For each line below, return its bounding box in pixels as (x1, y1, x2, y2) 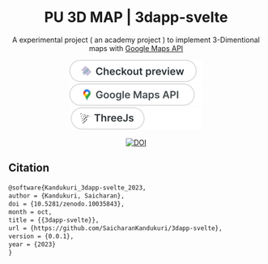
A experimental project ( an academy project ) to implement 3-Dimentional (11, 35, 261, 45)
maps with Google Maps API (88, 43, 184, 53)
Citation (8, 161, 50, 175)
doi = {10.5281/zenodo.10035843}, (8, 199, 125, 208)
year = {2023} (8, 240, 57, 249)
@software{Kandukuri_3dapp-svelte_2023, (8, 183, 147, 192)
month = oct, (8, 207, 53, 216)
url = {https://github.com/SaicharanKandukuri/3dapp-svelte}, (8, 224, 223, 232)
